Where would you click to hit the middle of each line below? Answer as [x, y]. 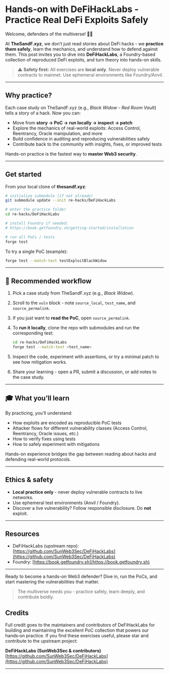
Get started [23, 175]
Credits [17, 613]
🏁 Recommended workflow [48, 281]
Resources [22, 534]
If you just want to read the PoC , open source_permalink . [71, 318]
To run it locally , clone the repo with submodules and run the [76, 328]
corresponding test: [33, 333]
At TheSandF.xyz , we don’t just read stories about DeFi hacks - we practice [84, 43]
